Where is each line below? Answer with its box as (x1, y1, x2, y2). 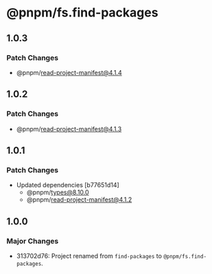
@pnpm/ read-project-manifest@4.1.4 (16, 68, 122, 76)
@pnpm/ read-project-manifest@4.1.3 (16, 125, 122, 133)
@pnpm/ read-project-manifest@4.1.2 (26, 196, 132, 204)
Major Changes (6, 236, 59, 246)
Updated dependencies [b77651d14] (16, 181, 119, 189)
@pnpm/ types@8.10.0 (26, 188, 90, 197)
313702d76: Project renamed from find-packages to (16, 251, 163, 260)
